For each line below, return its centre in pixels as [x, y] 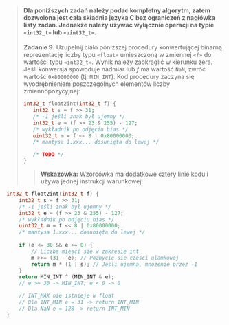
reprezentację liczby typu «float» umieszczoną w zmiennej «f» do [117, 55]
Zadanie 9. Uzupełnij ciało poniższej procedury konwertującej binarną [123, 47]
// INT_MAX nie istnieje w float [67, 296]
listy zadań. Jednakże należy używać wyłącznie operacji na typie [119, 25]
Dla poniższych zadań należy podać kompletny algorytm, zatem [117, 10]
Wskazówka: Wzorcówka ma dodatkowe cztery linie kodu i [124, 174]
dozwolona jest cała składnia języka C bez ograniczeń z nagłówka [119, 17]
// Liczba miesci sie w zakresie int [85, 251]
